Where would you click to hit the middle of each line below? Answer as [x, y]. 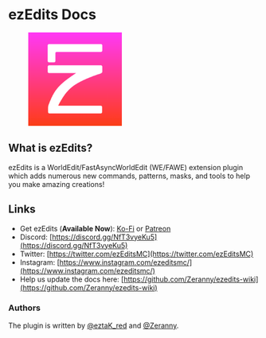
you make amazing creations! [57, 184]
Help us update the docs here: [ [72, 279]
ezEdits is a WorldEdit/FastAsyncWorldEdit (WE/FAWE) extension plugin [126, 167]
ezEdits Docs [53, 15]
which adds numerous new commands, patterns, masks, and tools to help [129, 176]
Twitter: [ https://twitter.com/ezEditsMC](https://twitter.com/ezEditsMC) [137, 254]
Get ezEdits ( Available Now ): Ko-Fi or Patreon [95, 228]
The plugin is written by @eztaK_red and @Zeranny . [94, 325]
